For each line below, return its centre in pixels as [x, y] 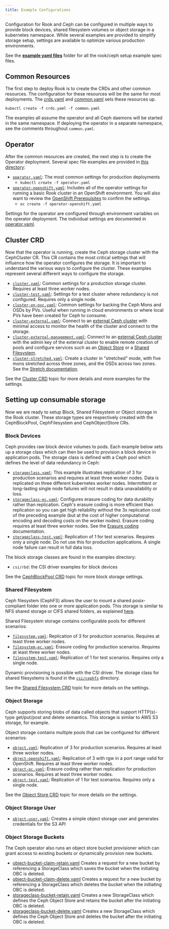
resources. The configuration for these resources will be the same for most [83, 94]
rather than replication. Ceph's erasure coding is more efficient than [83, 505]
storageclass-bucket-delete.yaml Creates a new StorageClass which [83, 911]
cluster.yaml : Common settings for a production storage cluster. [79, 283]
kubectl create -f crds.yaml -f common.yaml [53, 109]
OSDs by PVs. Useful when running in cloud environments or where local [88, 310]
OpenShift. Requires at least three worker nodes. [63, 763]
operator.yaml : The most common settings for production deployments [86, 177]
